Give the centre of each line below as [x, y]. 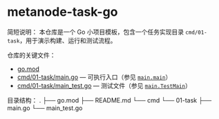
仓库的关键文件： [31, 55]
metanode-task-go [63, 12]
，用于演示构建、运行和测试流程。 [68, 40]
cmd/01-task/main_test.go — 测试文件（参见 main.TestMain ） [104, 85]
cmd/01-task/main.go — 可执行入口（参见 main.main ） [94, 77]
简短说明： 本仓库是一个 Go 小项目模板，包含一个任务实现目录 [96, 32]
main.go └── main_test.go [45, 108]
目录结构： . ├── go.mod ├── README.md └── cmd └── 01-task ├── [109, 100]
